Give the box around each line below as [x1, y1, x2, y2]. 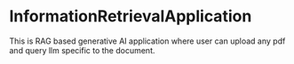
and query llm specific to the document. [9, 44, 155, 55]
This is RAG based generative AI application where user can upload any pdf [9, 36, 286, 46]
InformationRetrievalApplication [9, 6, 252, 27]
